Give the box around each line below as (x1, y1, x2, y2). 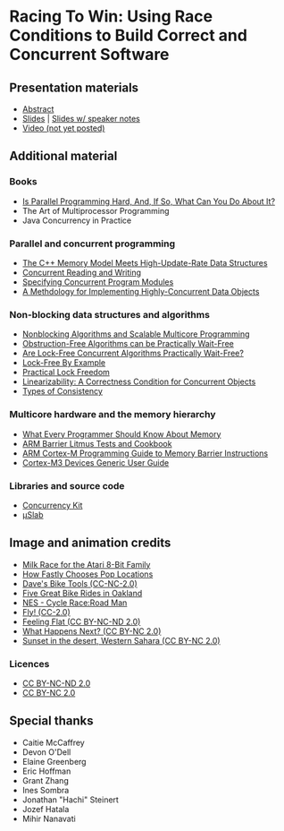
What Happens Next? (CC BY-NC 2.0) (21, 625, 162, 637)
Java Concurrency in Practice (21, 215, 132, 226)
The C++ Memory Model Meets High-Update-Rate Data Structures (21, 257, 268, 268)
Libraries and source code (9, 479, 125, 492)
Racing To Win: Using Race (9, 6, 213, 27)
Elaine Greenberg (21, 756, 87, 767)
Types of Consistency (21, 386, 103, 397)
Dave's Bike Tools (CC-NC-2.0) (21, 578, 138, 588)
